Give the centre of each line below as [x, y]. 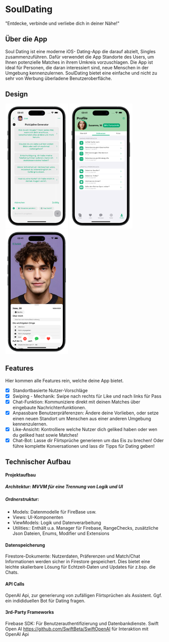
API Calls [15, 584]
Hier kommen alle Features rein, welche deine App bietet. [65, 380]
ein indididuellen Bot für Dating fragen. [45, 601]
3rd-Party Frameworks [30, 612]
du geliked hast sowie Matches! [45, 435]
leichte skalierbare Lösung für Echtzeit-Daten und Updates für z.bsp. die [80, 567]
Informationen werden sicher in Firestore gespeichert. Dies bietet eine [78, 562]
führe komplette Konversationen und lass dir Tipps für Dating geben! [83, 446]
